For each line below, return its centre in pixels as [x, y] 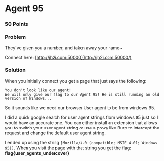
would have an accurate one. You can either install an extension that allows [81, 122]
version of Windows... [28, 98]
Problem [15, 37]
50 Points [17, 24]
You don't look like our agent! [38, 90]
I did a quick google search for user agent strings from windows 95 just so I [82, 117]
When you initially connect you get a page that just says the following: [76, 81]
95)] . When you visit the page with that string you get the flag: [68, 148]
